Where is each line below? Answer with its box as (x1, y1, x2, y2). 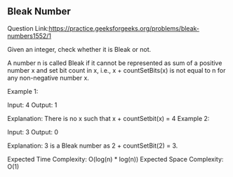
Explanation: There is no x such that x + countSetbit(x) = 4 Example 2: (7, 114, 210, 122)
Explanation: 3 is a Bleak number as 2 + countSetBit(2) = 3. (7, 141, 178, 150)
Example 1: (7, 87, 39, 95)
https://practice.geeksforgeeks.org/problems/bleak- (48, 24, 200, 32)
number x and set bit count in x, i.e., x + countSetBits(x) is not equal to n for (7, 66, 226, 74)
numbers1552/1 (7, 31, 51, 40)
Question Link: (7, 24, 49, 32)
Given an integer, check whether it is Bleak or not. (7, 45, 152, 53)
